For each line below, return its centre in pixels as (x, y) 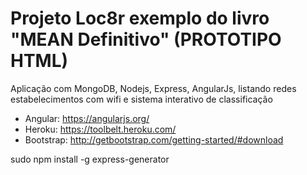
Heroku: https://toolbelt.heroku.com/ (100, 129)
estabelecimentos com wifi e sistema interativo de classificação (141, 99)
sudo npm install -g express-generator (90, 159)
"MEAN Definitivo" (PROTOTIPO (146, 39)
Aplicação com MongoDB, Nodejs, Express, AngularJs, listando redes (153, 88)
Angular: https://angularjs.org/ (87, 118)
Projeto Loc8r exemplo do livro (140, 18)
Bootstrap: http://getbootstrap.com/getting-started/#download (154, 139)
